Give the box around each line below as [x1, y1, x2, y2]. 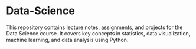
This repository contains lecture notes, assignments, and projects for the [6, 24, 183, 31]
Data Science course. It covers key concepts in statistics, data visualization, [6, 30, 191, 37]
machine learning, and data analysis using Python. [6, 36, 129, 43]
